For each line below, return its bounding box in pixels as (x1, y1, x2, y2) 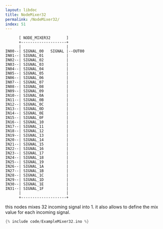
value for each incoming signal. (5, 209, 71, 215)
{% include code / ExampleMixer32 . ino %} (5, 219, 89, 224)
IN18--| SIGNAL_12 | (5, 129, 69, 134)
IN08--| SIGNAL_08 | (5, 84, 69, 89)
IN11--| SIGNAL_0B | (5, 97, 69, 103)
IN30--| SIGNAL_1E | (5, 182, 69, 187)
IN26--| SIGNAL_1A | (5, 164, 69, 169)
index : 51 (5, 21, 26, 27)
